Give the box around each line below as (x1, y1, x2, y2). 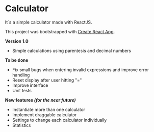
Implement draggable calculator (12, 111, 77, 118)
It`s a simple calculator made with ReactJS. (5, 19, 92, 25)
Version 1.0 (5, 38, 28, 44)
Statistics (12, 122, 31, 128)
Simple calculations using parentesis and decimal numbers (12, 48, 131, 53)
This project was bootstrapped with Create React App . (5, 28, 115, 34)
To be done (5, 57, 28, 63)
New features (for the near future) (5, 97, 76, 103)
